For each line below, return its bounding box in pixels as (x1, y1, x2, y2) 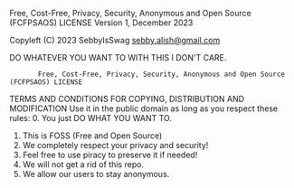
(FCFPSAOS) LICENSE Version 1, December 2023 (9, 17, 194, 28)
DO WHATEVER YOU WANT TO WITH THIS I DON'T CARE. (9, 52, 227, 62)
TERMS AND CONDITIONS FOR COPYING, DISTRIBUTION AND (9, 94, 245, 104)
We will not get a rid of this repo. (22, 159, 145, 170)
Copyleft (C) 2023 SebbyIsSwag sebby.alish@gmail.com (9, 35, 221, 45)
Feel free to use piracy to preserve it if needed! (22, 149, 198, 160)
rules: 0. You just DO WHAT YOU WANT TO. (9, 113, 172, 123)
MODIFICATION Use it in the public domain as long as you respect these (9, 103, 279, 114)
